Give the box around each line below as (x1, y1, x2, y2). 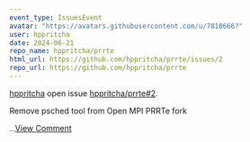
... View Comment (9, 122, 72, 133)
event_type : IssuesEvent (9, 13, 103, 22)
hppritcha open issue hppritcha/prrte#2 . (9, 87, 159, 99)
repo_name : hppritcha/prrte (9, 47, 115, 56)
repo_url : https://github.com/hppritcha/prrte (9, 64, 187, 73)
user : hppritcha (9, 30, 70, 39)
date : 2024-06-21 (9, 38, 75, 48)
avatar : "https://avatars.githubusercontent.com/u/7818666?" (9, 22, 244, 31)
